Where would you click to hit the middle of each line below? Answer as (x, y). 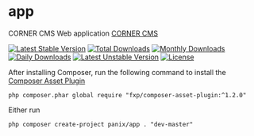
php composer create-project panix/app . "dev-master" (101, 124)
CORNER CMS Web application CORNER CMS (83, 33)
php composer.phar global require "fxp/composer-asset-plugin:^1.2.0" (127, 95)
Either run (24, 110)
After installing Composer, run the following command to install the (117, 72)
